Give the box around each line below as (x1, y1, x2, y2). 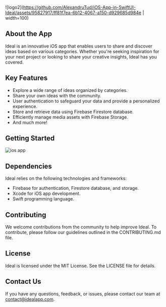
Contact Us (5, 277, 41, 286)
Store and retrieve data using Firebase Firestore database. (12, 109, 134, 115)
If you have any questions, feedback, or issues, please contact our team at (5, 290, 160, 297)
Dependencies (5, 162, 52, 171)
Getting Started (5, 134, 55, 143)
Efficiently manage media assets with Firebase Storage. (12, 114, 129, 120)
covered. (5, 59, 24, 65)
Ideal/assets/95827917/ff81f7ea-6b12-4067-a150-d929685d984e (5, 10, 142, 16)
